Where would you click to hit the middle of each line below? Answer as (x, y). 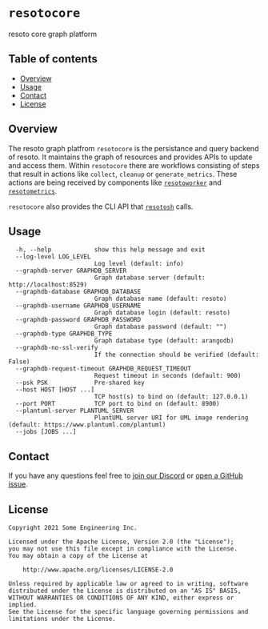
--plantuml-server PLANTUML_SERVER (75, 411)
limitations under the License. (62, 619)
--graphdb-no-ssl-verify (57, 348)
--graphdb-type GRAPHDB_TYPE (64, 334)
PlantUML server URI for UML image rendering (171, 418)
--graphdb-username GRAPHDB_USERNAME (78, 306)
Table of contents (53, 59)
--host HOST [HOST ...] (55, 390)
